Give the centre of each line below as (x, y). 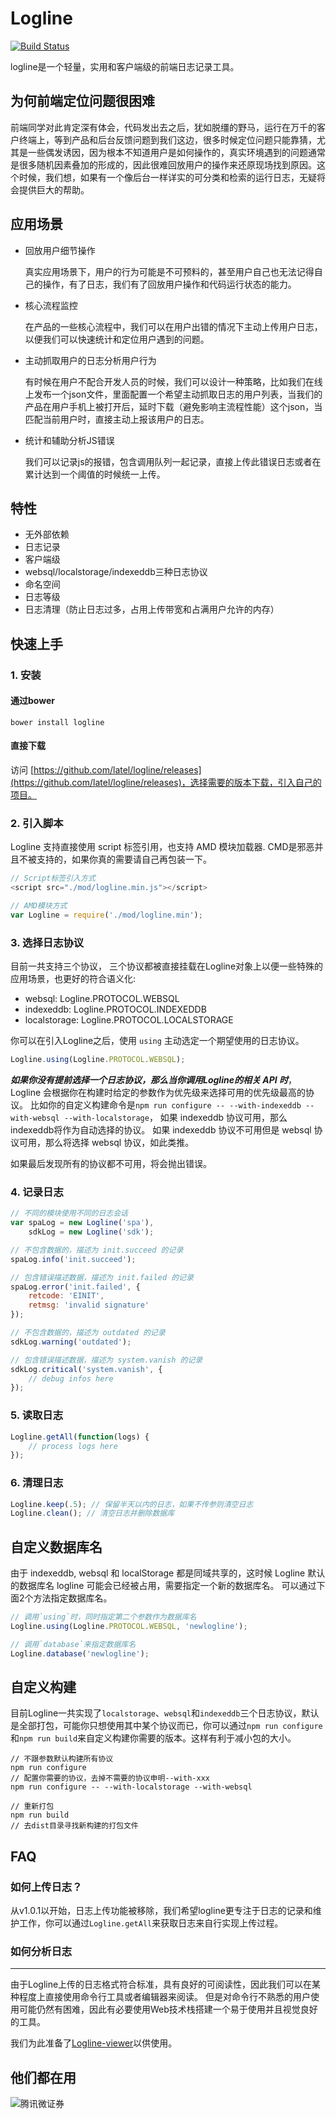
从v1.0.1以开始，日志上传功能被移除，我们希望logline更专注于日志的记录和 (161, 1911)
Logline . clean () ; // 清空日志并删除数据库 (92, 1513)
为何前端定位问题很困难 (82, 101)
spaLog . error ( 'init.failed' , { (75, 1287)
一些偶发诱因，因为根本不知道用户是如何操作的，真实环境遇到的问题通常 (176, 152)
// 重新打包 (32, 1807)
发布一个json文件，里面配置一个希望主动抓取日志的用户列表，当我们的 (178, 394)
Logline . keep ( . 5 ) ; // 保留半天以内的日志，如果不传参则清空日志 (132, 1504)
